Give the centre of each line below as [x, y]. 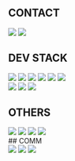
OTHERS [30, 113]
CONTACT [34, 13]
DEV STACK [38, 58]
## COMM [25, 141]
